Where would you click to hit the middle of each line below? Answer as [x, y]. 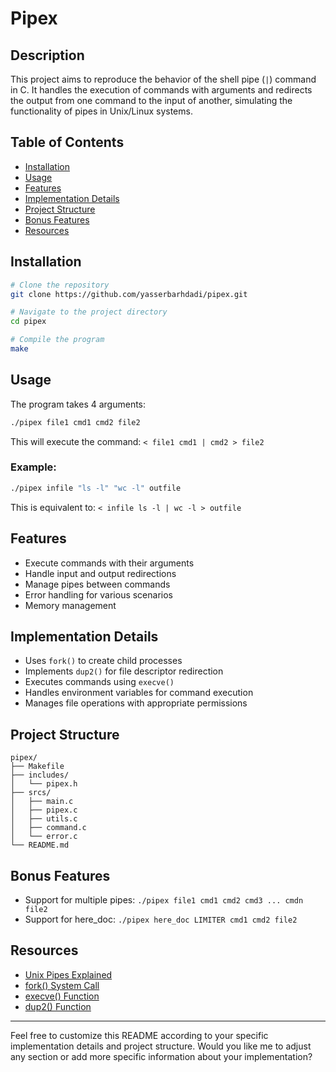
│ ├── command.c [48, 828]
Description [47, 55]
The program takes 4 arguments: [78, 404]
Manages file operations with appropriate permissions [136, 703]
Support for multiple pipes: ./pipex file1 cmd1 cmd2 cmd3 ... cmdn [164, 899]
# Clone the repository [60, 285]
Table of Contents [67, 142]
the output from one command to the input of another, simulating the [151, 100]
